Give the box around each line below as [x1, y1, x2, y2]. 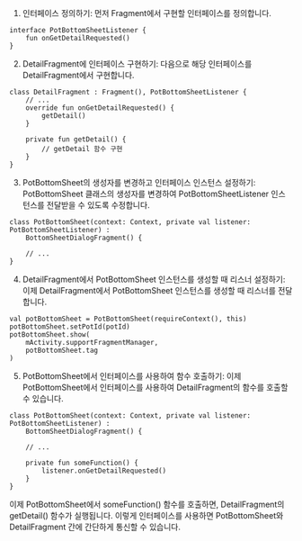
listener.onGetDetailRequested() [41, 466, 167, 475]
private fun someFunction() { [25, 458, 139, 467]
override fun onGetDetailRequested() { [25, 104, 175, 113]
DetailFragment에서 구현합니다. [22, 70, 135, 80]
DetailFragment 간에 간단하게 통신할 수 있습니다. [9, 521, 182, 532]
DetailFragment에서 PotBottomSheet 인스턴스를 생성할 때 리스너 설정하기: [22, 274, 286, 284]
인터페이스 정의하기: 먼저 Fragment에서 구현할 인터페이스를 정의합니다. [22, 8, 272, 18]
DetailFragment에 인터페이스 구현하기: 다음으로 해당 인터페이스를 [22, 59, 253, 69]
